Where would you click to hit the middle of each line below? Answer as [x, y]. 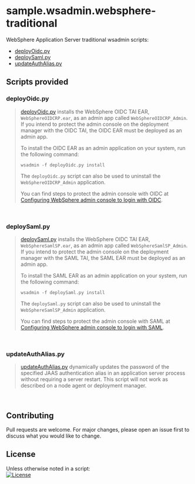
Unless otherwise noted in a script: [48, 468]
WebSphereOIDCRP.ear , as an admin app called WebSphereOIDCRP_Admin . [104, 118]
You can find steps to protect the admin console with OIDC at [95, 193]
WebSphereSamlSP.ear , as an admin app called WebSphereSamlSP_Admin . [104, 245]
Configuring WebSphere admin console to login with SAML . [92, 327]
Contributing [30, 415]
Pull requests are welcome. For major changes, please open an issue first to [98, 430]
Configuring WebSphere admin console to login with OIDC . [92, 200]
